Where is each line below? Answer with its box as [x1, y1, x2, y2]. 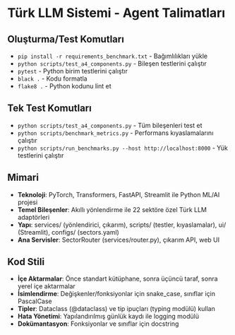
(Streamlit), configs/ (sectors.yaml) [17, 228, 120, 236]
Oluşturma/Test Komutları [7, 33, 125, 45]
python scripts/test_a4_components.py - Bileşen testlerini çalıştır [17, 59, 207, 68]
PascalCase [17, 297, 53, 305]
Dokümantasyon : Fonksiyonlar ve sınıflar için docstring [17, 319, 179, 328]
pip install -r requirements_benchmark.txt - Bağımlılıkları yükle [17, 52, 208, 60]
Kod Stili [7, 256, 44, 268]
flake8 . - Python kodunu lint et [17, 82, 112, 90]
